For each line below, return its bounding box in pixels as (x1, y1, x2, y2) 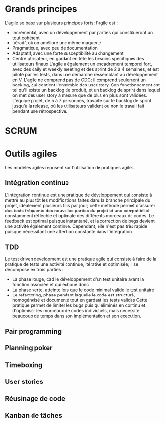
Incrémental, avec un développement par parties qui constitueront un (12, 29, 153, 35)
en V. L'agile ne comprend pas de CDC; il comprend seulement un (12, 77, 146, 83)
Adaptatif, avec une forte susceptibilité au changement (12, 50, 124, 56)
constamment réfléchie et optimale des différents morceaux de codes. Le (5, 212, 154, 218)
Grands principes (5, 3, 77, 15)
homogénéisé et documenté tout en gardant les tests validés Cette (12, 297, 148, 303)
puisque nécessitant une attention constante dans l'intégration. (5, 228, 133, 234)
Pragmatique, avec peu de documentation (12, 45, 98, 51)
